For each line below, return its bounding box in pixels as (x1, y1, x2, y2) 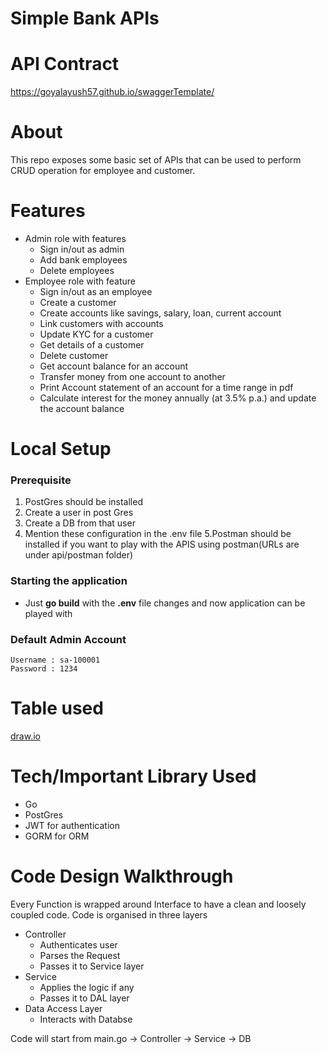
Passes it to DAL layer (39, 992, 130, 1004)
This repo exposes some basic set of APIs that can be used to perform (10, 154, 302, 166)
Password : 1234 (10, 664, 78, 674)
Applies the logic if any (39, 981, 135, 993)
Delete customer (39, 350, 109, 361)
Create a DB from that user (24, 517, 136, 529)
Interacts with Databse (39, 1013, 133, 1025)
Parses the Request (39, 949, 121, 961)
